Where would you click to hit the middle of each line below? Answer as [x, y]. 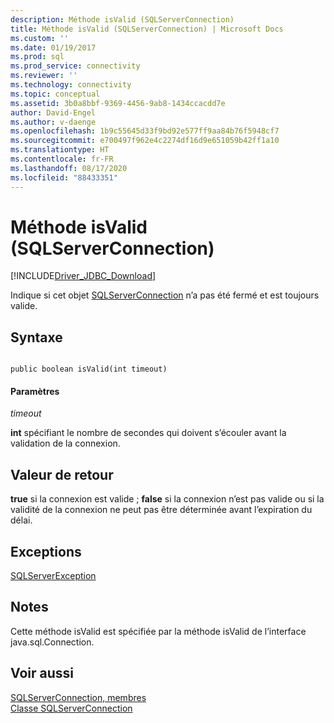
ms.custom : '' [40, 38]
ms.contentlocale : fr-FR [62, 159]
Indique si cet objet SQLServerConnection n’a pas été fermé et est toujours [165, 295]
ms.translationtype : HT [60, 150]
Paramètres [35, 391]
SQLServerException [53, 576]
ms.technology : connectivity [71, 85]
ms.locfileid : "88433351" [64, 177]
